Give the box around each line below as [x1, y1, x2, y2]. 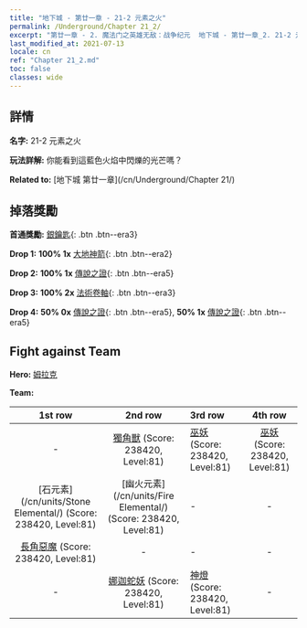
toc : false [9, 65, 51, 74]
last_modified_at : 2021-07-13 [9, 38, 125, 48]
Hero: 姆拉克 [9, 369, 58, 380]
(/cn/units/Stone [20, 495, 91, 508]
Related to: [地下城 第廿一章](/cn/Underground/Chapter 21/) [9, 174, 236, 185]
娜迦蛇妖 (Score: [108, 575, 180, 588]
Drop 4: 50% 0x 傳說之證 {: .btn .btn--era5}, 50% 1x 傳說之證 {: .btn [9, 307, 262, 318]
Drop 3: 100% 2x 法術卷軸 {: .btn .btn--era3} [9, 287, 176, 298]
